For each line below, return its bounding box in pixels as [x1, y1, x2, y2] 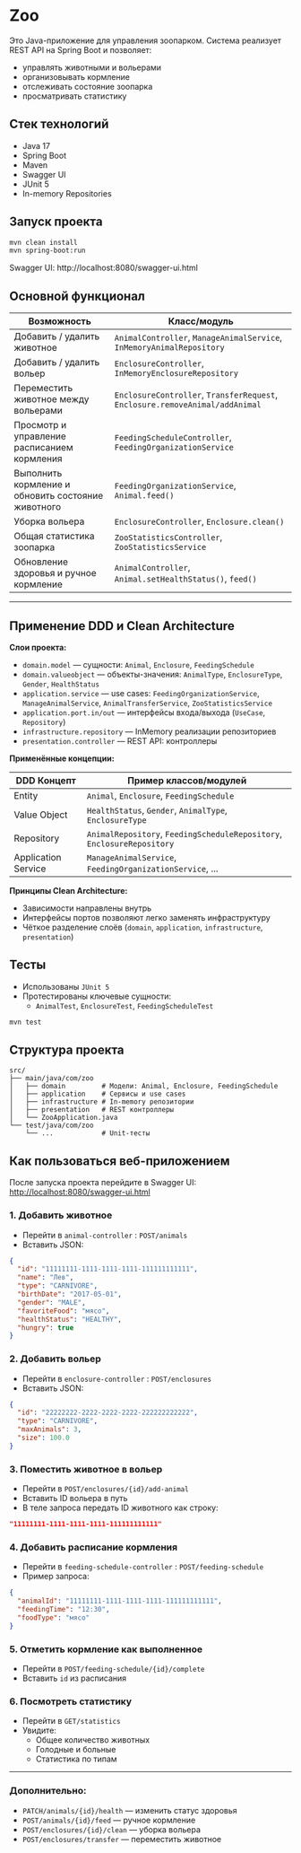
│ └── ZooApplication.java [9, 1114, 118, 1123]
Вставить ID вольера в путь [21, 1493, 128, 1504]
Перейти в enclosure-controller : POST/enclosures [21, 1373, 212, 1384]
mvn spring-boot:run [9, 246, 87, 256]
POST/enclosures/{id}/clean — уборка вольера [21, 1823, 202, 1835]
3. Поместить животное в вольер [9, 1463, 163, 1475]
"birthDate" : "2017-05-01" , [17, 1289, 123, 1299]
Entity [13, 789, 39, 801]
